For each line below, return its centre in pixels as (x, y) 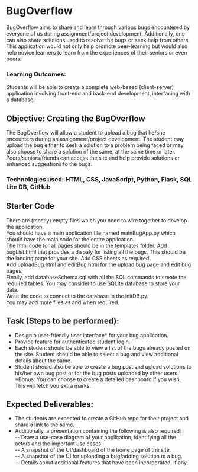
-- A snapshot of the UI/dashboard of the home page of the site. (93, 450)
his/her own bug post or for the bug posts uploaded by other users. (97, 373)
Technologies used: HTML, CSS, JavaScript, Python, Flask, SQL (99, 179)
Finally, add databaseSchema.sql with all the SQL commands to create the (96, 277)
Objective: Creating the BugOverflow (76, 118)
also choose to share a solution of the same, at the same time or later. (91, 152)
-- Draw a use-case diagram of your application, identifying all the (95, 438)
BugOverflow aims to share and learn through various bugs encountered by (98, 27)
